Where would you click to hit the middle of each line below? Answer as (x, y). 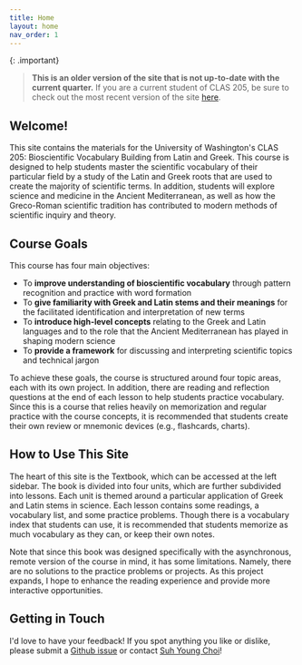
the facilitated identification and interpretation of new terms (133, 312)
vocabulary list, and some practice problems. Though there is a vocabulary (150, 514)
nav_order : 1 (34, 34)
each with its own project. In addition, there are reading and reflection (140, 387)
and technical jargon (61, 360)
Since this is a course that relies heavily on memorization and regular (138, 406)
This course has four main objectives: (79, 265)
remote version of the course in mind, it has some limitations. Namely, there (151, 561)
